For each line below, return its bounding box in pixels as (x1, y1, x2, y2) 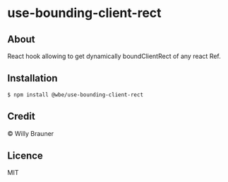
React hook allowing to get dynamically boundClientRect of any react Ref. (7, 52, 221, 60)
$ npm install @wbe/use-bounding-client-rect (7, 91, 143, 98)
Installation (7, 72, 58, 84)
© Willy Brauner (7, 129, 54, 137)
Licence (7, 150, 44, 162)
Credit (7, 110, 35, 123)
